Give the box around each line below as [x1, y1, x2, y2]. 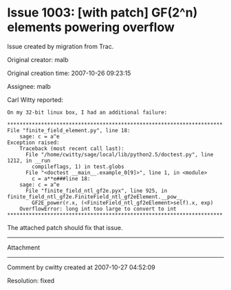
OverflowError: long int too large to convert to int [19, 205, 177, 212]
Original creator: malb [7, 55, 69, 63]
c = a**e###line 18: [32, 175, 91, 182]
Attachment [7, 243, 41, 251]
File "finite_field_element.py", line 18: [7, 127, 131, 134]
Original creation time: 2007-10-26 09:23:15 [7, 69, 131, 77]
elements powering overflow [7, 19, 175, 35]
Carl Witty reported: [7, 95, 64, 104]
